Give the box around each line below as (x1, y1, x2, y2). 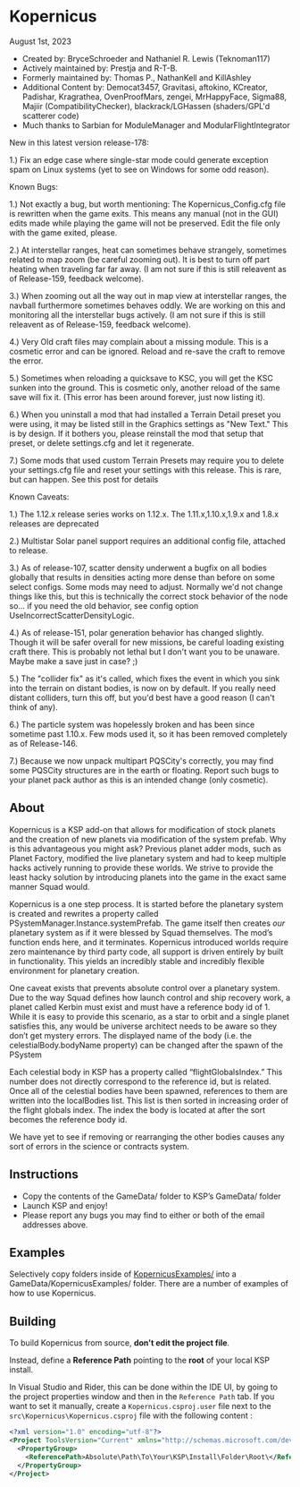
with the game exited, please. (9, 226, 118, 238)
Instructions (9, 1167, 79, 1183)
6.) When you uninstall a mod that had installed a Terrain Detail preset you (9, 409, 281, 420)
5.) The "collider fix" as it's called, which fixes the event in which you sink (9, 673, 280, 684)
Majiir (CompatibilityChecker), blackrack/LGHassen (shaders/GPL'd (21, 100, 271, 111)
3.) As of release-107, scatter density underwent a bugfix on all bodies (9, 562, 268, 573)
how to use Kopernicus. (9, 1287, 96, 1299)
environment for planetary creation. (9, 965, 140, 976)
